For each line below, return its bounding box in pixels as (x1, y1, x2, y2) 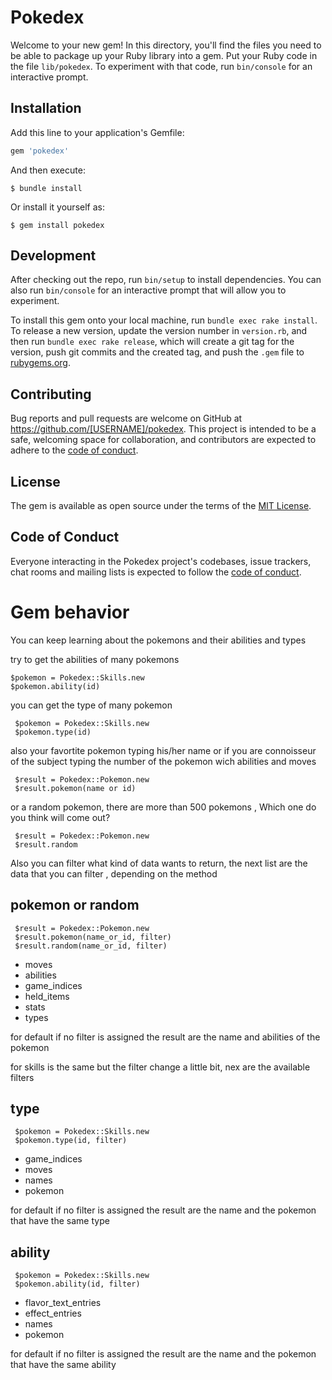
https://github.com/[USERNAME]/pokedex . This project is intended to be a (10, 423, 317, 435)
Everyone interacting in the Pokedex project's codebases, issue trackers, (10, 555, 312, 567)
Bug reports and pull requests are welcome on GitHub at (10, 412, 243, 425)
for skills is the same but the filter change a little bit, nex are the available (10, 1061, 311, 1073)
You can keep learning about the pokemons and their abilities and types (10, 634, 307, 646)
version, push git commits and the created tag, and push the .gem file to (10, 346, 305, 358)
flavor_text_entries (24, 1297, 102, 1309)
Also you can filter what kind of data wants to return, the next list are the (10, 857, 308, 869)
